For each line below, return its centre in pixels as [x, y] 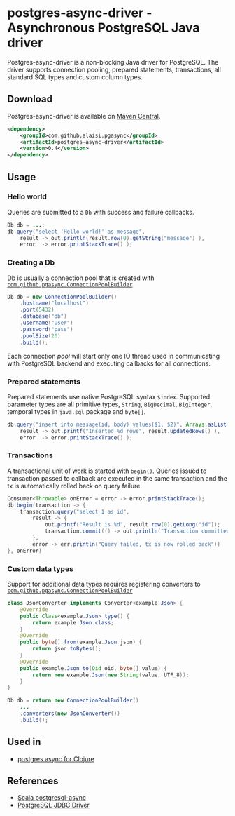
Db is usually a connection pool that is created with [81, 278]
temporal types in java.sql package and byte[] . [77, 411]
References [33, 781]
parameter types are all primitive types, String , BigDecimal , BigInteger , [109, 404]
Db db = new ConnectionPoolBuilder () [62, 297]
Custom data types [40, 568]
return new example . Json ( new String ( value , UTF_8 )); [111, 675]
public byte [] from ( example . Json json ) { [81, 642]
